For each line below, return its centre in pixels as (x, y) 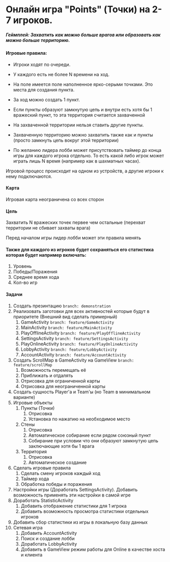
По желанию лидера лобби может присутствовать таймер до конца (87, 150)
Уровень (22, 266)
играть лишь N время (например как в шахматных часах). (77, 161)
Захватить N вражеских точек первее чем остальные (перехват (76, 222)
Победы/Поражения (35, 272)
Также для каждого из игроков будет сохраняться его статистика (80, 250)
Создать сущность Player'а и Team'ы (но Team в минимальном (82, 392)
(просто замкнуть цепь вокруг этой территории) (66, 140)
